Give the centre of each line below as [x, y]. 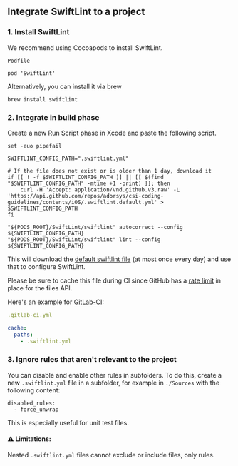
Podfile [19, 61]
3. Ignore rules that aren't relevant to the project [92, 360]
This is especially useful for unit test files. [68, 422]
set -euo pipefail [35, 146]
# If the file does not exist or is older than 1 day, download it [110, 171]
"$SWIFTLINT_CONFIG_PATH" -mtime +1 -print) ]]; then [89, 183]
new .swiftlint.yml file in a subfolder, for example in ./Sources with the [113, 383]
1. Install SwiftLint [38, 32]
